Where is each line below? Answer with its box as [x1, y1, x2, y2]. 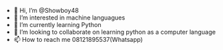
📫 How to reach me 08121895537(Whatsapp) [13, 36, 143, 43]
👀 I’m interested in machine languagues [13, 14, 126, 22]
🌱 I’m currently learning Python [13, 21, 102, 28]
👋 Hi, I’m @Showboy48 [13, 7, 79, 14]
